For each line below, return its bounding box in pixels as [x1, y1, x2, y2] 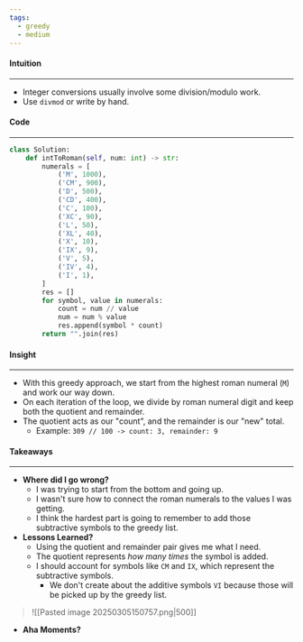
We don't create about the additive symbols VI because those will [49, 580, 294, 591]
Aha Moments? [22, 624, 81, 636]
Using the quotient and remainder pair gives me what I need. [35, 542, 262, 553]
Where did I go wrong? [22, 474, 110, 485]
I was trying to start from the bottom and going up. [35, 484, 224, 495]
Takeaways [9, 445, 53, 456]
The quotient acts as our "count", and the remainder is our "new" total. [22, 416, 285, 426]
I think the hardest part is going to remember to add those [35, 513, 251, 524]
